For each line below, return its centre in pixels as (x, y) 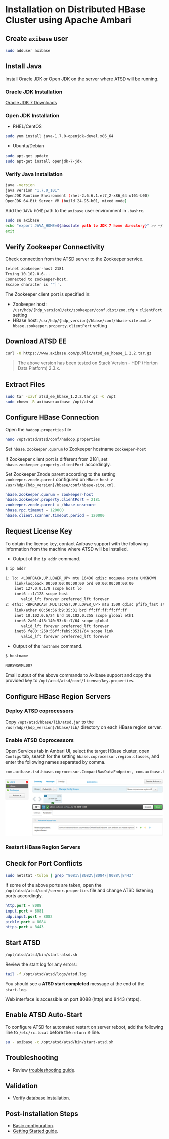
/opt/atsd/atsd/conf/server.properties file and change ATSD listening (79, 890)
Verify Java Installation (34, 174)
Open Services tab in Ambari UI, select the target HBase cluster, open (77, 751)
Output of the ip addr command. (46, 558)
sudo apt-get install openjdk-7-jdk (44, 161)
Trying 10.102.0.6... (28, 274)
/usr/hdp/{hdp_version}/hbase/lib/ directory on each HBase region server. (84, 727)
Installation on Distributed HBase (75, 9)
